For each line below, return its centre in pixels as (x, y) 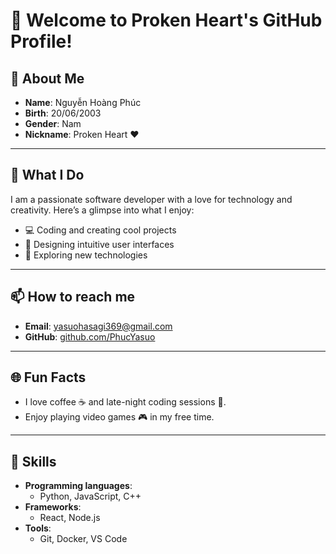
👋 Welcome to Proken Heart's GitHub (166, 20)
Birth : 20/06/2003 (63, 113)
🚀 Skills (33, 461)
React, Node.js (70, 518)
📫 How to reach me (73, 297)
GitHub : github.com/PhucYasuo (90, 336)
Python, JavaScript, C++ (90, 496)
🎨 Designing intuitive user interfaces (99, 244)
